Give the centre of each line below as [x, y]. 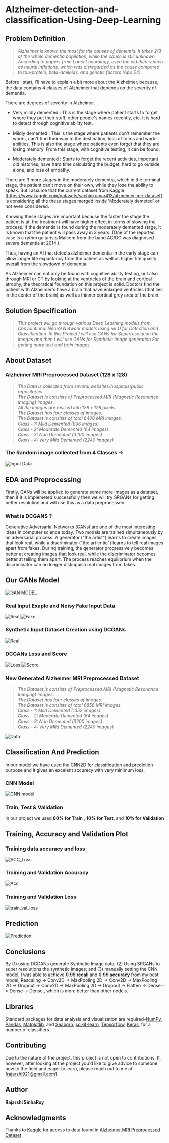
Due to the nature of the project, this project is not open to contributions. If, [83, 1057]
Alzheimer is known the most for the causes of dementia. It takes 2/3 [89, 51]
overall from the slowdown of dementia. [46, 264]
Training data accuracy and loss [45, 849]
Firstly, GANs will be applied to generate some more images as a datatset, [82, 492]
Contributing [26, 1046]
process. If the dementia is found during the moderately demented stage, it [83, 227]
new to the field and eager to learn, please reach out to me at [69, 1068]
